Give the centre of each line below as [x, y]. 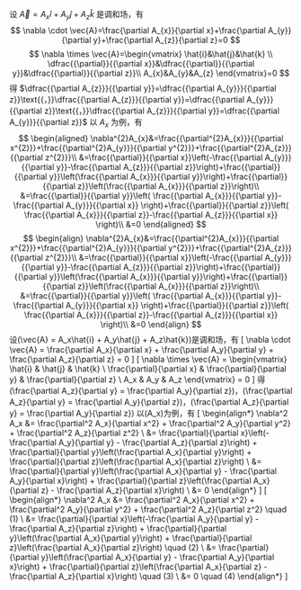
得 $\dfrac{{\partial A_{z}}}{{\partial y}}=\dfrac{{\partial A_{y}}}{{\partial [143, 88]
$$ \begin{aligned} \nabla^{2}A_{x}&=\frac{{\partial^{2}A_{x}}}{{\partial [151, 138]
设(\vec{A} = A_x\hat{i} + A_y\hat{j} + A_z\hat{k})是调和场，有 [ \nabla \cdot [150, 339]
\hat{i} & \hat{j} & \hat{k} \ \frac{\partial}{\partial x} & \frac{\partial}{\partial [148, 369]
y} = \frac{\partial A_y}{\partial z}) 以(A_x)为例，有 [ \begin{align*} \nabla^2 [149, 413]
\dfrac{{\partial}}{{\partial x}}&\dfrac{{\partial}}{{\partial [151, 63]
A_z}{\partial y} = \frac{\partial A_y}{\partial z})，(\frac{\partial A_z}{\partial [149, 402]
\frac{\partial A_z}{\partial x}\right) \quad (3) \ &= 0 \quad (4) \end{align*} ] [149, 576]
